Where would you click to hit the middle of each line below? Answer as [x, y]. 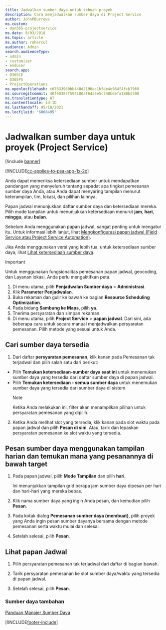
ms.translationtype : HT [30, 98]
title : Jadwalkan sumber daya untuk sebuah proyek [59, 10]
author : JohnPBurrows [28, 19]
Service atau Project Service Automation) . [48, 237]
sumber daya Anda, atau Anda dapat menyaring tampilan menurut [73, 191]
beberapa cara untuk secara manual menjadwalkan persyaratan [78, 323]
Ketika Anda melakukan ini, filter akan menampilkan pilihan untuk [79, 407]
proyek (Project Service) [57, 147]
